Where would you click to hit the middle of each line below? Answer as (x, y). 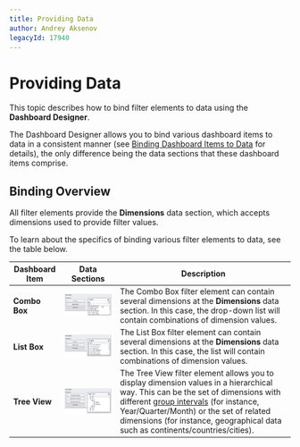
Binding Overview (60, 191)
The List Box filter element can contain (191, 333)
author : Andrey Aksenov (54, 28)
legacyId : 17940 (39, 38)
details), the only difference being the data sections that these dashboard (144, 154)
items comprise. (39, 163)
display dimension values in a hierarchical (196, 383)
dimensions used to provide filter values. (84, 223)
